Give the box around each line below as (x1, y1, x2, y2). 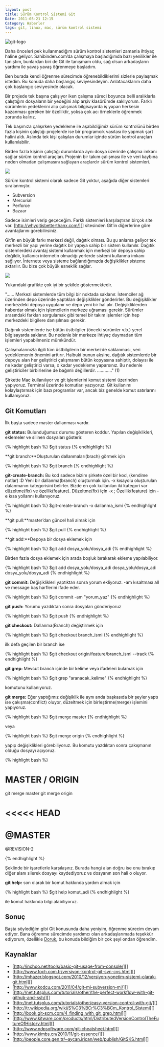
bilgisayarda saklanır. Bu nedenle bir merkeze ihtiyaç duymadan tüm (5, 332, 142, 338)
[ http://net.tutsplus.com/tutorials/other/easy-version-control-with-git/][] (12, 1000, 158, 1005)
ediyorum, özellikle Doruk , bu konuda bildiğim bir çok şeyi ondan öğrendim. (5, 936, 157, 942)
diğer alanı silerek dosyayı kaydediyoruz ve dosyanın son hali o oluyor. (5, 870, 147, 876)
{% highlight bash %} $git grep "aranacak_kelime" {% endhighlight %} (5, 675, 148, 681)
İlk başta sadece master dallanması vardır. (5, 419, 90, 426)
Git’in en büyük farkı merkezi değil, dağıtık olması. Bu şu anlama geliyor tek (5, 237, 156, 243)
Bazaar (12, 208, 27, 214)
